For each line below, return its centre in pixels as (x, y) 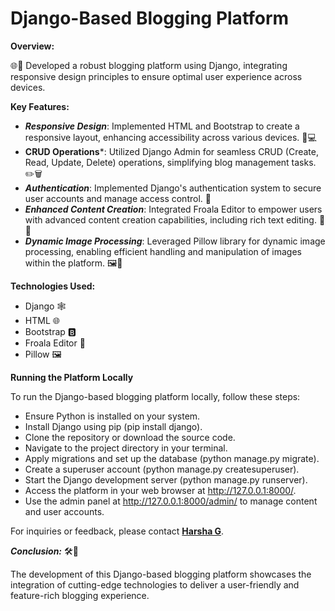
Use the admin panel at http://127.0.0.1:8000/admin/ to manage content (171, 501)
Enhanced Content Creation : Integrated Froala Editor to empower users (173, 209)
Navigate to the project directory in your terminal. (126, 448)
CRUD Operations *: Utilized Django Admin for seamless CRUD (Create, (172, 151)
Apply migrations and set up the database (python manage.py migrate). (172, 458)
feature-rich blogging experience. (80, 595)
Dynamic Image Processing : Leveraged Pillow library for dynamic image (175, 241)
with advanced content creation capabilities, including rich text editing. (170, 219)
